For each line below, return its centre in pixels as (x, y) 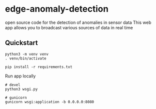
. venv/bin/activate (26, 58)
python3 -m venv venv (27, 54)
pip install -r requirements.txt (39, 67)
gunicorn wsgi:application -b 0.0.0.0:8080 (50, 102)
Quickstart (22, 43)
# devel (13, 85)
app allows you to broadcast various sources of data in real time (69, 27)
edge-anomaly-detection (57, 9)
